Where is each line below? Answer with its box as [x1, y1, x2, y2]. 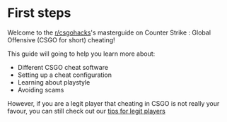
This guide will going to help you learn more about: [7, 49, 156, 58]
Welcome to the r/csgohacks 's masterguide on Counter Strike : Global [7, 28, 211, 37]
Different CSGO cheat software [17, 63, 108, 71]
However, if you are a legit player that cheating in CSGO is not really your [7, 99, 220, 107]
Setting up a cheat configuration [17, 71, 112, 79]
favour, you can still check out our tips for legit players [7, 106, 166, 115]
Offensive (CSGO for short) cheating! [7, 35, 115, 44]
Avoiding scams [17, 85, 64, 94]
